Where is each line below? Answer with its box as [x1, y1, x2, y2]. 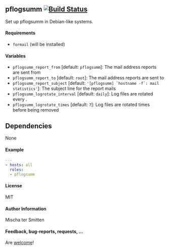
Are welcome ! [5, 239, 34, 245]
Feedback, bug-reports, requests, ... [5, 228, 83, 234]
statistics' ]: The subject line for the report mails [12, 85, 116, 91]
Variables [5, 53, 26, 59]
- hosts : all [5, 163, 33, 168]
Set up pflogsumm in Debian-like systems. [5, 18, 93, 24]
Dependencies [5, 122, 52, 130]
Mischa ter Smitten [5, 217, 44, 223]
